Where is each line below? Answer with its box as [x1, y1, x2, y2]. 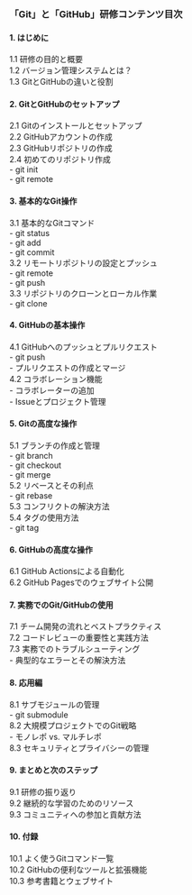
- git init [9, 164, 39, 175]
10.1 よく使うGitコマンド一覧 [9, 853, 114, 863]
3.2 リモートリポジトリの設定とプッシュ [9, 257, 158, 268]
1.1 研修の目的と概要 [9, 54, 84, 65]
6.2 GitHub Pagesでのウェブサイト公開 [9, 577, 154, 588]
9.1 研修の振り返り [9, 786, 77, 797]
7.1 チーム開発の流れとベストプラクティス [9, 621, 162, 632]
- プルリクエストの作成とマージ [9, 362, 126, 373]
